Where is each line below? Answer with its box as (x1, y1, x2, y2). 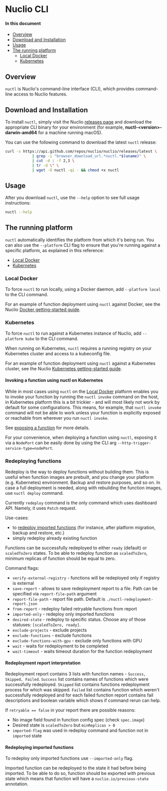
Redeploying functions (5, 457, 61, 464)
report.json (12, 601, 37, 606)
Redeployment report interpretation (5, 659, 81, 666)
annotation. (5, 781, 28, 787)
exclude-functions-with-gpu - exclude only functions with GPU (12, 637, 142, 643)
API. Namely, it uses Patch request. (5, 505, 77, 511)
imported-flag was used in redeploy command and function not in (12, 727, 149, 733)
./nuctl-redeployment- (106, 597, 154, 602)
